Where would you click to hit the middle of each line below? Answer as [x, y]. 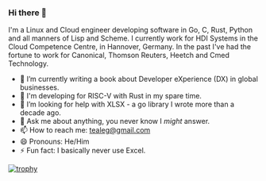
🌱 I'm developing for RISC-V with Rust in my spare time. [111, 96]
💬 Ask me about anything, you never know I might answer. [115, 121]
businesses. [39, 87]
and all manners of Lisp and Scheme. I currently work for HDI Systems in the [133, 38]
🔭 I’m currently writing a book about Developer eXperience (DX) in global [139, 79]
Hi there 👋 [28, 13]
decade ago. [40, 113]
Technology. [29, 64]
